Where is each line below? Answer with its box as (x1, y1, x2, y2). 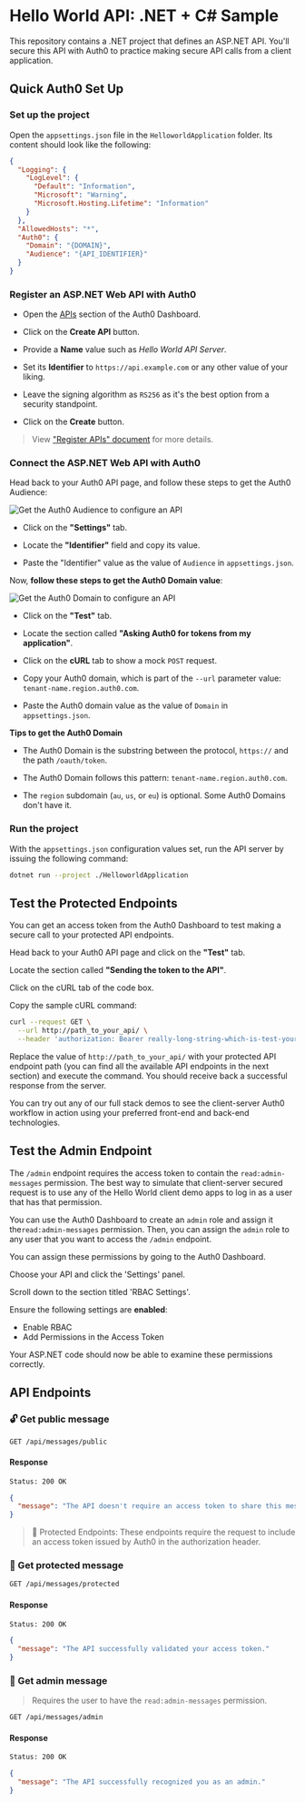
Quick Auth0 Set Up (9, 81, 124, 96)
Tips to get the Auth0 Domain (9, 727, 123, 738)
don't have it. (22, 800, 73, 811)
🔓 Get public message (9, 1413, 110, 1425)
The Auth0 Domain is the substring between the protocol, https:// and (22, 745, 289, 756)
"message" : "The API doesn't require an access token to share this (17, 1502, 282, 1511)
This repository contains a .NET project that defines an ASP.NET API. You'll (9, 35, 290, 46)
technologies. (9, 1117, 61, 1129)
